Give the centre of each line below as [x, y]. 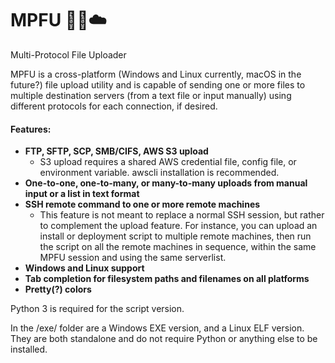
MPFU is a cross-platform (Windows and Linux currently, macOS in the [156, 74]
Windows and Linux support [84, 268]
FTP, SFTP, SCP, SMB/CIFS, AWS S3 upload [116, 151]
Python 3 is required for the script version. [97, 309]
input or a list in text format [82, 194]
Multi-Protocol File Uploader [68, 54]
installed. [29, 349]
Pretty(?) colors [58, 289]
